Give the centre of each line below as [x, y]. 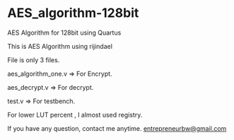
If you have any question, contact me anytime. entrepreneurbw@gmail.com [117, 128]
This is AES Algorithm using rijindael [60, 46]
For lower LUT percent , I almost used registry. [75, 115]
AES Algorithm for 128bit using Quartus [64, 33]
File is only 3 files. [34, 60]
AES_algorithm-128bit [73, 13]
